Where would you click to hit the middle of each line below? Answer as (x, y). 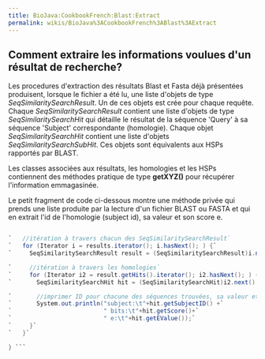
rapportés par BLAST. (43, 153)
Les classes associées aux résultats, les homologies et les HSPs (112, 168)
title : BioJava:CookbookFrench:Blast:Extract (84, 15)
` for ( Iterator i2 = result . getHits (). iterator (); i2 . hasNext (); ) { (134, 275)
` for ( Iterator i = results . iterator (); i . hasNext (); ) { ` (112, 246)
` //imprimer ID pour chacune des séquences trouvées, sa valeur (128, 297)
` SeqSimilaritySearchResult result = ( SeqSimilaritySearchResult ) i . (132, 253)
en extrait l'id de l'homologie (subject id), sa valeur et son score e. (116, 217)
